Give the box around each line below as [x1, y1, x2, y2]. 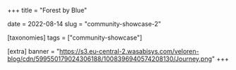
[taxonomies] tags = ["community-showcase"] [7, 33, 143, 42]
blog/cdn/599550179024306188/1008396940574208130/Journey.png [7, 54, 213, 63]
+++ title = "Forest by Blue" [7, 6, 88, 14]
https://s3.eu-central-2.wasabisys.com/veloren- [59, 47, 199, 55]
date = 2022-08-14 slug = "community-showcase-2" [7, 20, 161, 28]
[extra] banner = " [7, 47, 60, 55]
